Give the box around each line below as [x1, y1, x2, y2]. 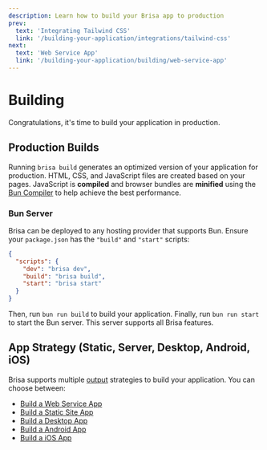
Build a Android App [19, 424, 87, 434]
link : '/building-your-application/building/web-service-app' [15, 57, 228, 65]
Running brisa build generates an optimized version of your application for [8, 162, 259, 172]
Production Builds [8, 141, 99, 155]
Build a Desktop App [19, 416, 88, 425]
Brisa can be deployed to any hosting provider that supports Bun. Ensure [8, 225, 249, 235]
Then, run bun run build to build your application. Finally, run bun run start [8, 310, 259, 319]
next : [8, 42, 26, 50]
